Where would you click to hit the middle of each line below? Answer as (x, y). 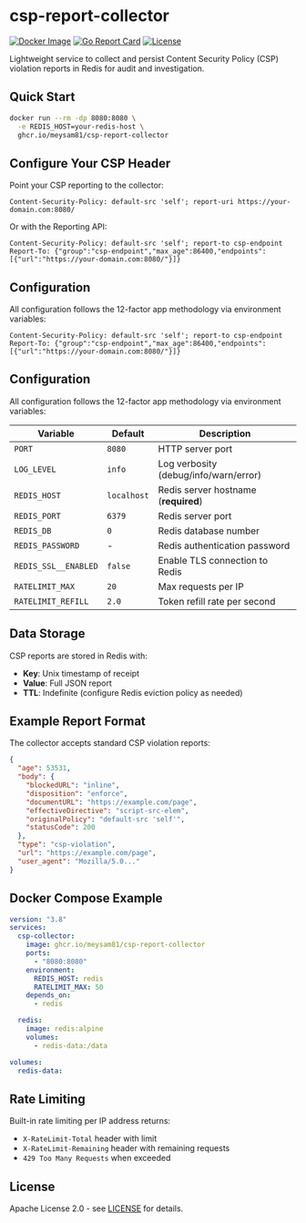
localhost (128, 495)
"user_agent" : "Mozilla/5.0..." (79, 861)
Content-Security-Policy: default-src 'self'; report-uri (122, 202)
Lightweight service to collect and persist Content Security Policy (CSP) (144, 58)
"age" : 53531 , (44, 769)
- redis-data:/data (70, 1045)
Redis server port (195, 515)
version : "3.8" (38, 919)
